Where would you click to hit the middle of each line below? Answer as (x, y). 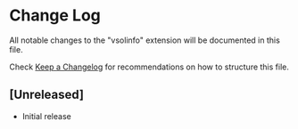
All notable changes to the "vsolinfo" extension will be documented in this (145, 40)
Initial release (46, 116)
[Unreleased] (47, 95)
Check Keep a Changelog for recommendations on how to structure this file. (149, 67)
